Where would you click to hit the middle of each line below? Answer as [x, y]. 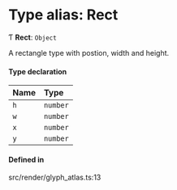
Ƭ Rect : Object [32, 37]
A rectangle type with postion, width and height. [89, 53]
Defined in [26, 159]
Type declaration [38, 71]
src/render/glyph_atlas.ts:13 [55, 177]
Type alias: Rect [63, 15]
